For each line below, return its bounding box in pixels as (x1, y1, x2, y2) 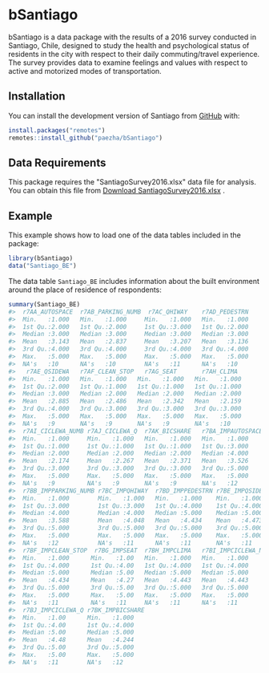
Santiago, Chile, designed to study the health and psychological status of (8, 40, 250, 50)
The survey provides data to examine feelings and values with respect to (8, 58, 248, 67)
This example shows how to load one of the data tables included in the (8, 230, 242, 240)
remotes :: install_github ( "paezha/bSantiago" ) (8, 134, 163, 142)
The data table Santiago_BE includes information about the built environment (8, 276, 260, 286)
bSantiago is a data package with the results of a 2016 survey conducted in (8, 32, 257, 42)
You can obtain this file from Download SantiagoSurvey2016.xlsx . (8, 186, 226, 196)
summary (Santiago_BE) (8, 300, 81, 308)
